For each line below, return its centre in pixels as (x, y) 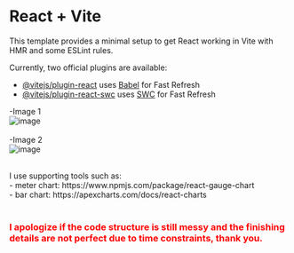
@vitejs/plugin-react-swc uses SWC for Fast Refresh (119, 94)
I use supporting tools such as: (66, 176)
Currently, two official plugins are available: (88, 67)
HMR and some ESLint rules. (61, 50)
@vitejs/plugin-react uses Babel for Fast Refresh (111, 84)
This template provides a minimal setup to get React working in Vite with (141, 41)
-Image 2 (26, 139)
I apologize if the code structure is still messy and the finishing (147, 226)
